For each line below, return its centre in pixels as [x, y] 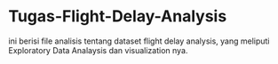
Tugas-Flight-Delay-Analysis [118, 16]
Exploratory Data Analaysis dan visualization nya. [98, 50]
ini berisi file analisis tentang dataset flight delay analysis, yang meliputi [139, 41]
